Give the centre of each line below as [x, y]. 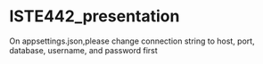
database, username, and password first [83, 50]
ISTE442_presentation [95, 16]
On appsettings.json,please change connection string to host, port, [132, 41]
